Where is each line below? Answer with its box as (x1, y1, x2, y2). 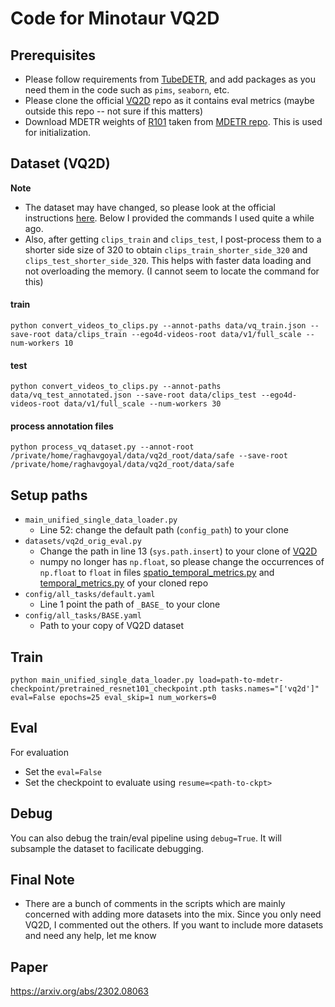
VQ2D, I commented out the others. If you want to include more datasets (24, 919, 324, 931)
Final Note (10, 872, 75, 889)
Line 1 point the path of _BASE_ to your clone (39, 598, 221, 611)
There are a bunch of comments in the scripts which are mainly (24, 898, 286, 910)
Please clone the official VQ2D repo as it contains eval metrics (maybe (24, 95, 315, 106)
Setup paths (10, 487, 88, 504)
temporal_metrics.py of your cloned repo (39, 577, 209, 589)
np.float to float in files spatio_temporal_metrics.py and (39, 567, 275, 579)
